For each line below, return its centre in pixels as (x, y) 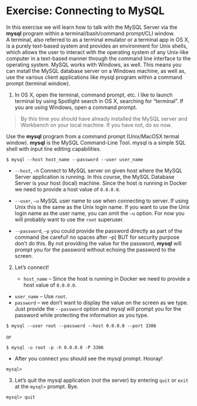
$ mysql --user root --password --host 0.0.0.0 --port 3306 (81, 326)
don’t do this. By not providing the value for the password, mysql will (98, 243)
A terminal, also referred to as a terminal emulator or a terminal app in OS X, (98, 39)
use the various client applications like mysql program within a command (94, 77)
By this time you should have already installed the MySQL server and (104, 118)
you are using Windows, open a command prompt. (76, 107)
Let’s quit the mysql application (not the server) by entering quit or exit (101, 380)
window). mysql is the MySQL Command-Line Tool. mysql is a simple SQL (96, 142)
